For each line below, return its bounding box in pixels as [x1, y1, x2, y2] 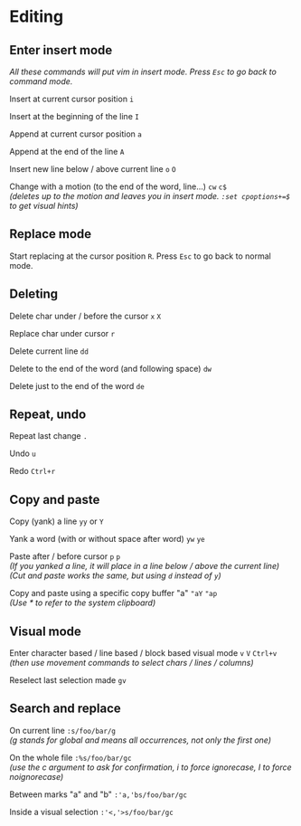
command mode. [9, 76, 73, 87]
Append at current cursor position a [9, 128, 142, 139]
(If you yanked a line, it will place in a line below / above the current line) [9, 561, 280, 572]
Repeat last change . [9, 431, 88, 441]
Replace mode [9, 226, 92, 242]
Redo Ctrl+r [9, 466, 56, 477]
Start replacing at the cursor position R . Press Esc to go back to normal [9, 251, 271, 261]
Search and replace [9, 701, 122, 717]
